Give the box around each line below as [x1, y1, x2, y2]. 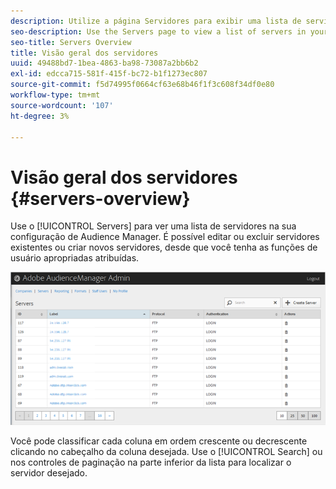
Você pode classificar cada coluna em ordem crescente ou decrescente [10, 435, 308, 447]
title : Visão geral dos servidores [10, 48, 159, 58]
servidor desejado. [10, 467, 88, 479]
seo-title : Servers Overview [10, 37, 132, 47]
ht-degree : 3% [10, 111, 70, 121]
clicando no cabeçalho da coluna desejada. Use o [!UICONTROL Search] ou [10, 446, 323, 458]
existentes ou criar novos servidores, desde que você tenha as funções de [10, 241, 318, 254]
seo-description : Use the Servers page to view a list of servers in [10, 26, 307, 37]
